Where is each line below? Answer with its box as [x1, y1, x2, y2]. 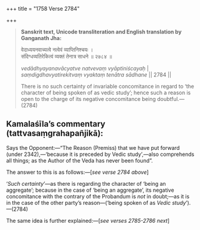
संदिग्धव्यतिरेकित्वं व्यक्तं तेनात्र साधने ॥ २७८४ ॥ [20, 53, 112, 60]
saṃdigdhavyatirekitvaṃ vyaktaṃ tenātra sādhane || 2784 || [20, 71, 172, 78]
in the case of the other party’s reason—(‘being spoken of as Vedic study [6, 199, 186, 206]
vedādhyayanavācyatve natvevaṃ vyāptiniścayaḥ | [20, 65, 149, 72]
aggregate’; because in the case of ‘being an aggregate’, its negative [6, 186, 174, 194]
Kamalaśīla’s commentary [6, 119, 106, 129]
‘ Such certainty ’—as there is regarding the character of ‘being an [6, 180, 166, 187]
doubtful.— [157, 96, 185, 102]
